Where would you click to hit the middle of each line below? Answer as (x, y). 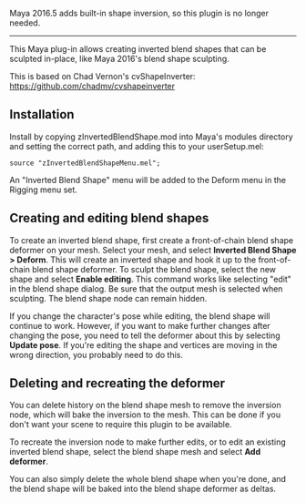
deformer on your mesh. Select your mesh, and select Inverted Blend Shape (153, 250)
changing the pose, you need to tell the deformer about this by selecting (145, 335)
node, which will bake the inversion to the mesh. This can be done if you (145, 415)
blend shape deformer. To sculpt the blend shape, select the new (153, 269)
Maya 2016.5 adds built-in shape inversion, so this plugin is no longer (139, 13)
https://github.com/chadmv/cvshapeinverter (92, 86)
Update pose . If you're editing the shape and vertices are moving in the (143, 344)
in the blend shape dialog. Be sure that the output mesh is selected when (146, 288)
